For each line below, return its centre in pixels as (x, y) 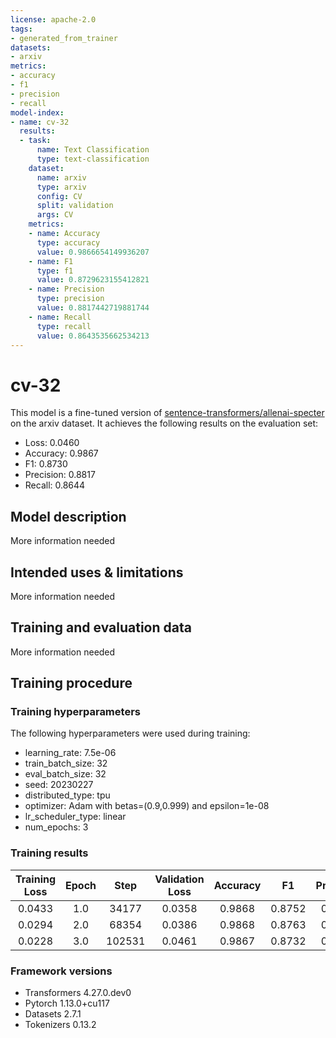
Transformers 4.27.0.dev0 (78, 993)
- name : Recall (60, 317)
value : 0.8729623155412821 (93, 280)
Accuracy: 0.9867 (61, 453)
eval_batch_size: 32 (65, 774)
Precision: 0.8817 (60, 475)
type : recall (64, 326)
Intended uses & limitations (97, 572)
